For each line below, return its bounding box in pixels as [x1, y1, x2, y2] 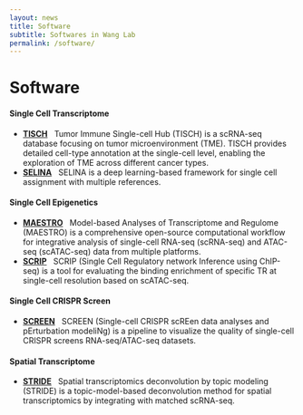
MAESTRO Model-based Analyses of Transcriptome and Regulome [22, 217, 279, 227]
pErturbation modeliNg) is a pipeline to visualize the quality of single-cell [22, 325, 295, 336]
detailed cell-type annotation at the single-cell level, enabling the [22, 147, 266, 159]
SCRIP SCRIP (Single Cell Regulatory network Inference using [22, 256, 258, 266]
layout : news [9, 13, 59, 23]
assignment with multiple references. [22, 176, 161, 187]
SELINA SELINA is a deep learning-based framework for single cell [22, 167, 278, 178]
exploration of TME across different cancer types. [22, 157, 209, 168]
